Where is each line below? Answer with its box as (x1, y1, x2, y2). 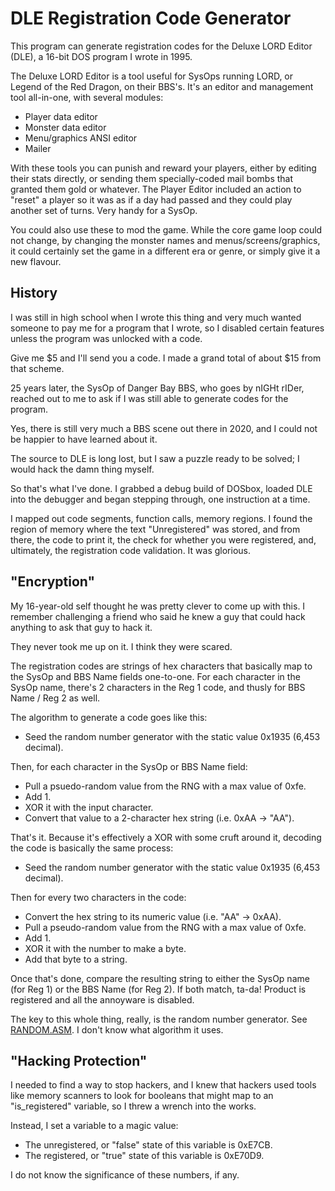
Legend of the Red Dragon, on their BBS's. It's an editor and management (10, 80, 314, 92)
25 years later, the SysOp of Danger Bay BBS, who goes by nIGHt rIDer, (10, 382, 305, 394)
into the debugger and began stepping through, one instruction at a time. (10, 493, 311, 505)
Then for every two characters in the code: (10, 891, 187, 903)
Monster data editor (24, 121, 107, 133)
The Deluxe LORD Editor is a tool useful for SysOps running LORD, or (10, 70, 294, 82)
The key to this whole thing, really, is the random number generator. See (10, 1013, 308, 1025)
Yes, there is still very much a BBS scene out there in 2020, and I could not (10, 422, 318, 434)
